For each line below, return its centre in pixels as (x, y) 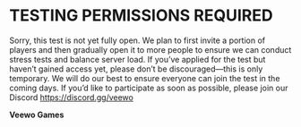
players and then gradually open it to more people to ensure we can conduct (150, 49)
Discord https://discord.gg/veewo (72, 97)
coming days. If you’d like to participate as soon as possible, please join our (149, 88)
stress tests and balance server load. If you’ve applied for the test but (138, 59)
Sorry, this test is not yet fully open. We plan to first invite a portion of (138, 40)
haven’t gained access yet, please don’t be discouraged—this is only (136, 69)
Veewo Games (37, 114)
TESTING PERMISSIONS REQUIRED (141, 16)
